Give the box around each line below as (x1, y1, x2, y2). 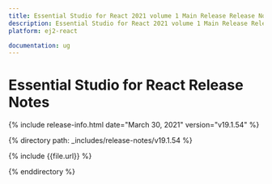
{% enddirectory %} (8, 167, 75, 177)
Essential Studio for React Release (8, 76, 244, 94)
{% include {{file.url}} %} (8, 151, 92, 161)
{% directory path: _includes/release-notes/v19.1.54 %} (8, 136, 193, 145)
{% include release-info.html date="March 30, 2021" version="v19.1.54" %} (8, 120, 260, 130)
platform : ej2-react (8, 27, 79, 35)
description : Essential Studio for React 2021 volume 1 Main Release (8, 19, 249, 27)
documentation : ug (8, 41, 70, 49)
